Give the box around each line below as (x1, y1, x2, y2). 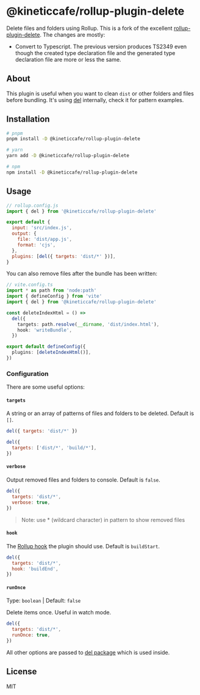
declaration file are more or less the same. (15, 56, 121, 63)
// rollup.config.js (6, 202, 59, 208)
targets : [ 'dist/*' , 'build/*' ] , (12, 445, 97, 451)
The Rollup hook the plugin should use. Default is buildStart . (6, 542, 160, 550)
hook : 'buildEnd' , (12, 565, 59, 572)
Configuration (6, 369, 49, 378)
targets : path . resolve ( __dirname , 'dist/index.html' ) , (17, 321, 160, 328)
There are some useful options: (6, 383, 85, 391)
